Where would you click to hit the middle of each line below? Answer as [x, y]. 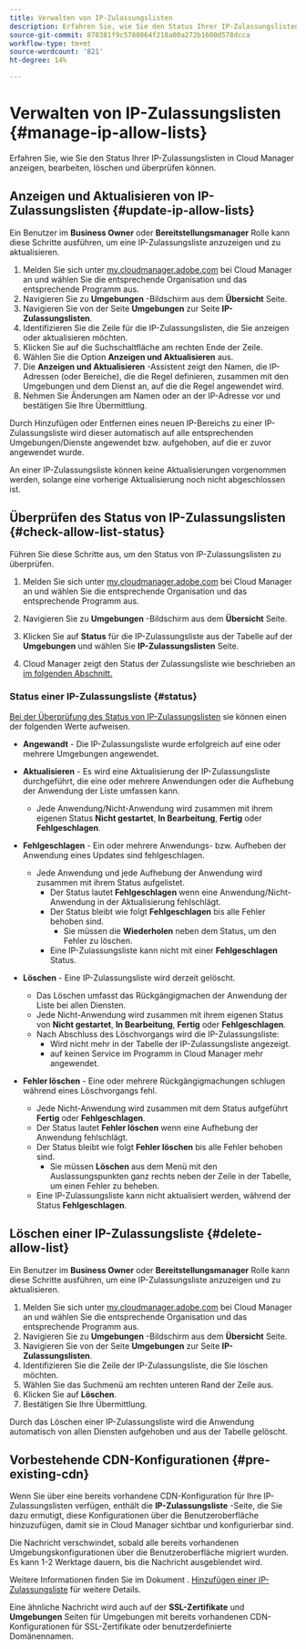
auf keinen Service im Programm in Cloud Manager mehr [157, 1053]
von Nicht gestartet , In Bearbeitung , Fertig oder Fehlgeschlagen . [161, 1024]
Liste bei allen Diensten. [81, 1005]
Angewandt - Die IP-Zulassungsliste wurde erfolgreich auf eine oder [152, 743]
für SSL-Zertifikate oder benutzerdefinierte [152, 1627]
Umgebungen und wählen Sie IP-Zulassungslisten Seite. [131, 646]
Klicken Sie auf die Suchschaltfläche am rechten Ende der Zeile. [143, 347]
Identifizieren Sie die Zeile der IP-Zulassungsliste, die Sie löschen [145, 1365]
